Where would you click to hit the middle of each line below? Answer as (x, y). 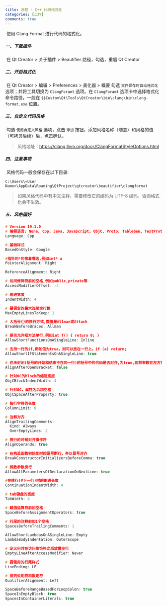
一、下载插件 (18, 46)
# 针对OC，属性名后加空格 (28, 390)
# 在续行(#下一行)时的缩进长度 (32, 481)
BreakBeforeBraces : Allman (33, 327)
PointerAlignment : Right (31, 263)
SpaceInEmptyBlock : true (31, 594)
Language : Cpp (20, 236)
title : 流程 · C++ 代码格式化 (34, 10)
